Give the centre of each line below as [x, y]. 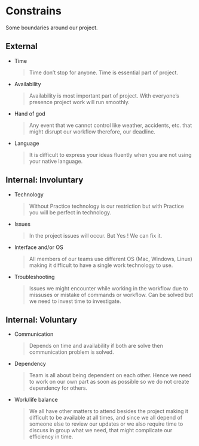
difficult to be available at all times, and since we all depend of [106, 418]
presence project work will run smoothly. [79, 102]
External [22, 46]
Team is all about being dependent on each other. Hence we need [110, 375]
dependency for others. [58, 388]
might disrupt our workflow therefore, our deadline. [92, 131]
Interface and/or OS [39, 247]
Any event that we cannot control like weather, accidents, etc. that [111, 125]
